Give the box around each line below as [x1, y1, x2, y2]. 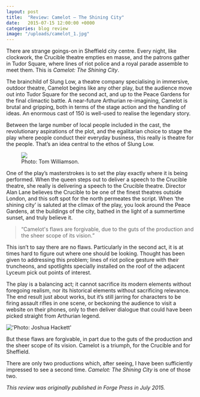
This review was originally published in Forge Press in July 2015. [6, 384, 165, 392]
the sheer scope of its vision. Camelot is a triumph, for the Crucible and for [6, 342, 190, 349]
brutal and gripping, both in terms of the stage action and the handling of [6, 103, 186, 111]
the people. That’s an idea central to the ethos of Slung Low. [6, 141, 154, 148]
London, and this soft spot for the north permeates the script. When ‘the [6, 195, 184, 202]
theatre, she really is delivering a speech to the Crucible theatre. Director [6, 182, 186, 190]
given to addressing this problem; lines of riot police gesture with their [6, 256, 180, 264]
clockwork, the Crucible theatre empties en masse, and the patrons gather [6, 54, 190, 61]
